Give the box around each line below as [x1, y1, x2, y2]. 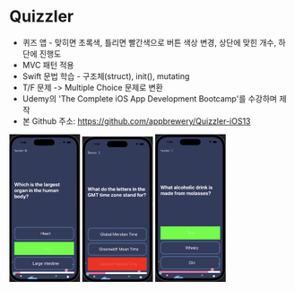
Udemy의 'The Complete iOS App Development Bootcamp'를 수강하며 [22, 93, 278, 104]
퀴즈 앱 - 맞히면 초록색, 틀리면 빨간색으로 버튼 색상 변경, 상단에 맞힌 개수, [22, 37, 276, 48]
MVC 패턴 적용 [22, 59, 74, 70]
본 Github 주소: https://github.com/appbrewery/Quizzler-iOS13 [22, 115, 251, 127]
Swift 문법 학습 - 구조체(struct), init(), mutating [22, 70, 190, 82]
